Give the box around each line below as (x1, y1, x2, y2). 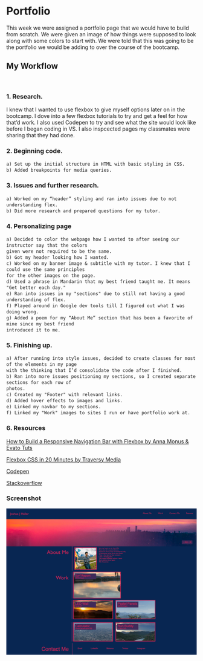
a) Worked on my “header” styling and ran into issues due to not (6, 195, 177, 202)
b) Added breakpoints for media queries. (6, 168, 112, 174)
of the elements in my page (6, 362, 77, 368)
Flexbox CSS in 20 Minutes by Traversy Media (6, 455, 121, 463)
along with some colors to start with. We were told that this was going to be (6, 37, 194, 44)
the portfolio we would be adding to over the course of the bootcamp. (6, 44, 180, 51)
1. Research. (6, 92, 43, 100)
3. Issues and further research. (6, 181, 100, 190)
